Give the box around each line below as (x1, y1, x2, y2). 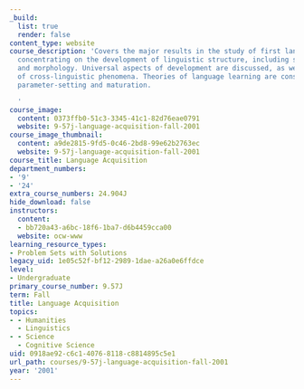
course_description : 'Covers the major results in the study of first (9, 47, 281, 56)
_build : (9, 13, 39, 23)
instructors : (9, 206, 59, 215)
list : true (17, 22, 59, 31)
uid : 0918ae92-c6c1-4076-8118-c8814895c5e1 (9, 349, 176, 358)
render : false (17, 30, 71, 39)
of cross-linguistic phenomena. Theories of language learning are (17, 72, 278, 81)
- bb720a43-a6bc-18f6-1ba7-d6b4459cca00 (17, 223, 172, 232)
